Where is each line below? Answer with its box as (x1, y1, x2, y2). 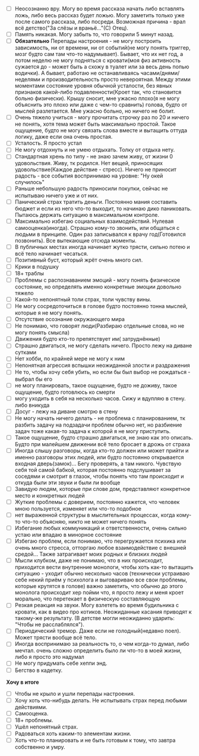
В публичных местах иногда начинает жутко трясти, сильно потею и (14, 243, 190, 250)
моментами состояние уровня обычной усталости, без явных (14, 82, 172, 89)
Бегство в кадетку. (14, 667, 63, 674)
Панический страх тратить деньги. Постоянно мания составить (14, 198, 178, 205)
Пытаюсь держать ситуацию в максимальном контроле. (14, 211, 159, 218)
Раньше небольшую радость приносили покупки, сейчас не (14, 185, 168, 192)
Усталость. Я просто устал (14, 139, 82, 147)
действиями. (14, 703, 48, 711)
